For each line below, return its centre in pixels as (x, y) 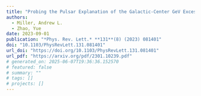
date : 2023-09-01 (28, 34)
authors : (17, 17)
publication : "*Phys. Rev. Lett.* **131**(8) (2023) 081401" (84, 39)
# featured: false (29, 67)
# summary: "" (24, 73)
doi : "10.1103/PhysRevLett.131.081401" (56, 45)
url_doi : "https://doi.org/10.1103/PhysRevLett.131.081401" (83, 51)
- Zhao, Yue (27, 28)
